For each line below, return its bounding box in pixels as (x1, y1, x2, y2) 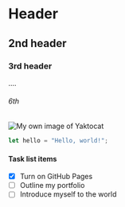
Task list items (8, 154, 57, 163)
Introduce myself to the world (19, 189, 117, 199)
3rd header (8, 61, 53, 72)
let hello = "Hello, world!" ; (8, 137, 109, 145)
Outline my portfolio (19, 181, 85, 190)
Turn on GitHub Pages (19, 172, 93, 182)
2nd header (8, 37, 67, 50)
